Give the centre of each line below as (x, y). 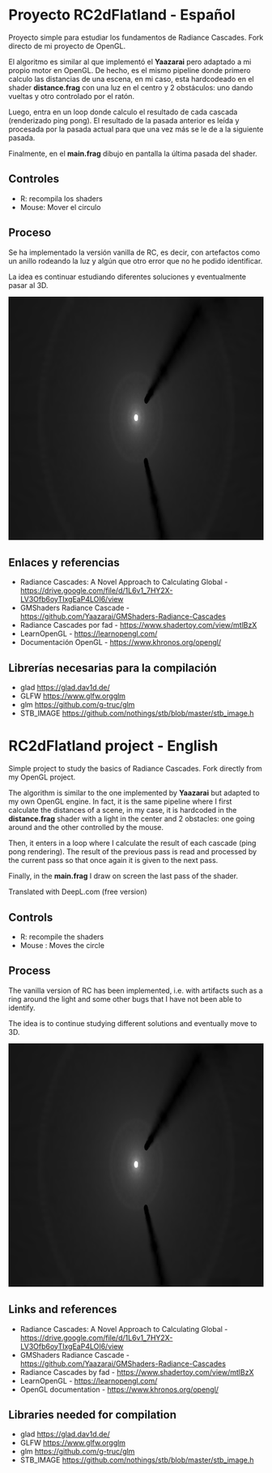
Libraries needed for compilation (92, 1414)
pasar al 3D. (28, 285)
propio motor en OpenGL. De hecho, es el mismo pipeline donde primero (130, 70)
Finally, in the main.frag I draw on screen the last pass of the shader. (123, 876)
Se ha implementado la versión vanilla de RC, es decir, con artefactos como (134, 252)
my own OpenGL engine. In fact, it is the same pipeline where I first (120, 801)
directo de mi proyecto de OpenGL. (67, 45)
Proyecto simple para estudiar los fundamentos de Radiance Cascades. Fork (136, 37)
